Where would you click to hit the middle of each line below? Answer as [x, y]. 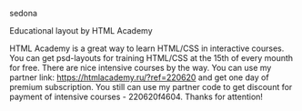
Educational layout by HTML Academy [81, 30]
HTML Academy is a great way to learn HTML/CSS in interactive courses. [147, 48]
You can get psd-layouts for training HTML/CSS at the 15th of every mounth [151, 58]
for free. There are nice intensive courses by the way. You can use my [141, 68]
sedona [24, 13]
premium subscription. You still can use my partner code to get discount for [151, 87]
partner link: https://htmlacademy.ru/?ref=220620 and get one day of [140, 77]
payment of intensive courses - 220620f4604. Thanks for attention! [136, 96]
